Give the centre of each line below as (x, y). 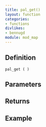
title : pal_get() (23, 10)
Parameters (23, 84)
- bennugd (15, 33)
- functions (17, 24)
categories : (17, 19)
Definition (20, 58)
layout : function (23, 14)
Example (19, 118)
